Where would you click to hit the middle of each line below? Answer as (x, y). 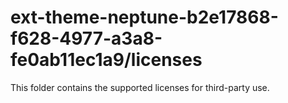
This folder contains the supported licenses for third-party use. (140, 87)
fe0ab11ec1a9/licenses (106, 60)
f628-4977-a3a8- (86, 38)
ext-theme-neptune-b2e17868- (144, 17)
